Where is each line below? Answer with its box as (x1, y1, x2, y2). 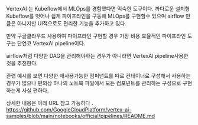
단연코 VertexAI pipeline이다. (17, 40, 86, 47)
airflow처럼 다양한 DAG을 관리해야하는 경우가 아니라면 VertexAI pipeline (6, 52, 174, 59)
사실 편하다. (21, 87, 49, 94)
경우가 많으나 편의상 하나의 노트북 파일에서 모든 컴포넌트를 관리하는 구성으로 (6, 80, 181, 87)
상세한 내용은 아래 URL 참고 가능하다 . (6, 100, 93, 106)
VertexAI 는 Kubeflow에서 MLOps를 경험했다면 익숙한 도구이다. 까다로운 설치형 (6, 5, 190, 12)
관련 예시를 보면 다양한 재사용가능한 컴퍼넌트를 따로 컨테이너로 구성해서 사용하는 (6, 73, 191, 79)
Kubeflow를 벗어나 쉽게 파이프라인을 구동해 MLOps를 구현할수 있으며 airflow (6, 12, 184, 19)
